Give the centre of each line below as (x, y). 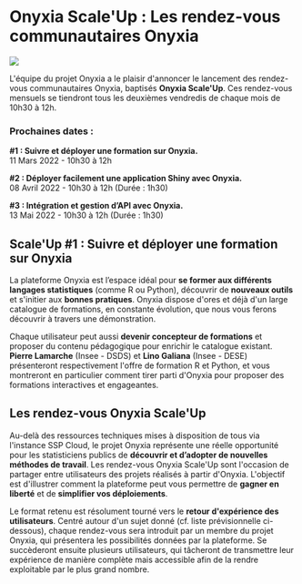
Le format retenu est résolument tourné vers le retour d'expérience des (144, 511)
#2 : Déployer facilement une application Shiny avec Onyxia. (126, 179)
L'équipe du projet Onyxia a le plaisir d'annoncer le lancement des (133, 78)
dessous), (28, 530)
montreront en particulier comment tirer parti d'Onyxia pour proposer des (147, 375)
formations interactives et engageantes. (84, 385)
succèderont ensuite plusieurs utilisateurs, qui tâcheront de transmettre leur (151, 549)
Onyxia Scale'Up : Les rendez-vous (145, 17)
